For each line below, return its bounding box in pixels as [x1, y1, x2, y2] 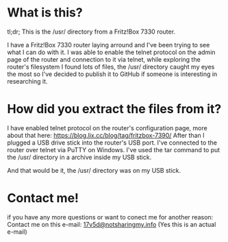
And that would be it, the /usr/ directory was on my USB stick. [7, 166, 181, 174]
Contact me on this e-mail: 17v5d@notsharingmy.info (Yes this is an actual [7, 220, 216, 228]
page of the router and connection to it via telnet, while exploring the [7, 55, 201, 63]
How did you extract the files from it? [7, 101, 222, 117]
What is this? [7, 5, 84, 21]
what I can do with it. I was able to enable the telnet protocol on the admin [7, 48, 216, 56]
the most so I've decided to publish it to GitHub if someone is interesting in [7, 70, 218, 78]
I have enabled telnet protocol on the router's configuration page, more [7, 123, 207, 132]
